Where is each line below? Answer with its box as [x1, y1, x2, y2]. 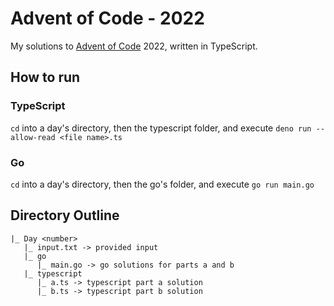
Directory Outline [10, 207, 120, 224]
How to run [10, 69, 81, 86]
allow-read [10, 132, 56, 142]
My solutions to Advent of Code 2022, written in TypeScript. [10, 40, 258, 52]
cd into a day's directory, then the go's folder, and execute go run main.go [10, 178, 315, 190]
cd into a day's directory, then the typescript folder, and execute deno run [10, 122, 312, 134]
